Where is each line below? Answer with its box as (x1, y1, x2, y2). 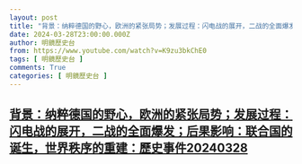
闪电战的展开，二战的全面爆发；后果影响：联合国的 (9, 124, 293, 139)
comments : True (9, 64, 67, 73)
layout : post (9, 13, 58, 22)
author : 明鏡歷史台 (9, 38, 75, 47)
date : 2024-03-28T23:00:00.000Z (9, 30, 130, 39)
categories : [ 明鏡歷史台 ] (9, 72, 108, 81)
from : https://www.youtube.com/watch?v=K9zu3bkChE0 (9, 47, 207, 56)
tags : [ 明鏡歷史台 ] (9, 55, 84, 64)
